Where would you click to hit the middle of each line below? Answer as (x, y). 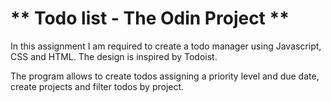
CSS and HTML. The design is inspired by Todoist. (114, 56)
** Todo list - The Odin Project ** (150, 18)
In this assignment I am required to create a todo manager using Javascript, (166, 46)
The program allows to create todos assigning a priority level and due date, (165, 76)
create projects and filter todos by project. (97, 86)
